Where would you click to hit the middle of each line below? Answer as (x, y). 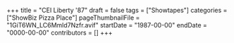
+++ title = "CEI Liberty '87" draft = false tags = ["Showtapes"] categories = (117, 10)
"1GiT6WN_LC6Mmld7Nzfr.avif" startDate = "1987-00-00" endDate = (107, 25)
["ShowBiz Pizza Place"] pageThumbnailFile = (73, 18)
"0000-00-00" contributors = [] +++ (60, 32)
